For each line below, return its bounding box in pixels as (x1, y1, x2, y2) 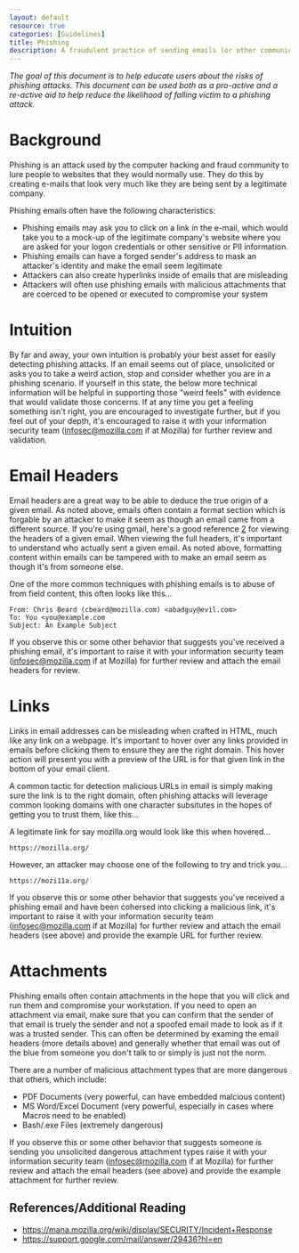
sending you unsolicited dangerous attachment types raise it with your (9, 1146, 268, 1157)
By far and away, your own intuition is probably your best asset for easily (9, 349, 276, 360)
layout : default (9, 12, 69, 22)
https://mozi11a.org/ (9, 876, 90, 885)
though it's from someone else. (9, 561, 124, 572)
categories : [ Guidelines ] (9, 29, 105, 38)
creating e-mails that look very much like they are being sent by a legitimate (9, 179, 287, 190)
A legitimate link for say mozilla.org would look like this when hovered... (9, 826, 271, 837)
